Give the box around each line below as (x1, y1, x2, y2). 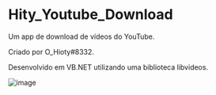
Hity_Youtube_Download (8, 6, 173, 24)
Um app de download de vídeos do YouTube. (8, 32, 155, 41)
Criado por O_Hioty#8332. (8, 47, 95, 56)
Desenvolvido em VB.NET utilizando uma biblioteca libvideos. (8, 62, 208, 72)
